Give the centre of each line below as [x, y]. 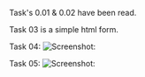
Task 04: [25, 46]
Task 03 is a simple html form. [64, 29]
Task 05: [25, 63]
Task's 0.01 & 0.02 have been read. [73, 13]
